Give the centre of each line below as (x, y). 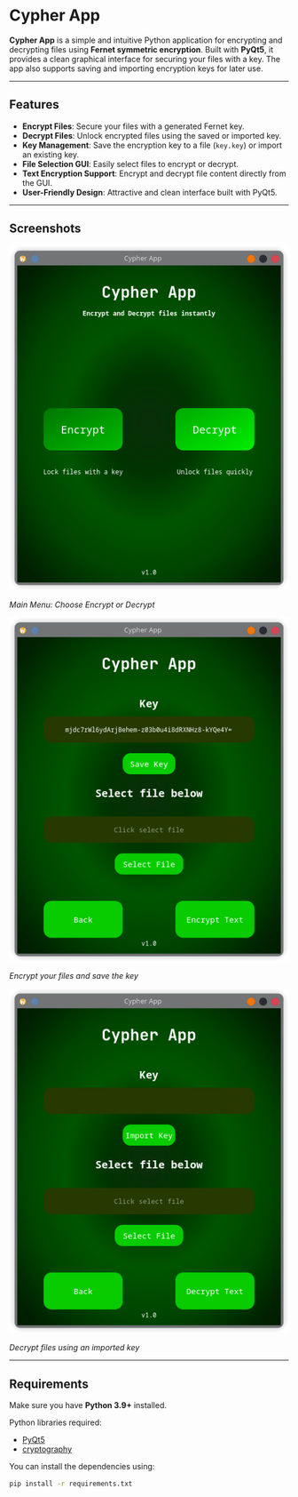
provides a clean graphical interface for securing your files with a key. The (145, 59)
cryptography (47, 1449)
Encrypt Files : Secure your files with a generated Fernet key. (133, 126)
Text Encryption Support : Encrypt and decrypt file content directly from (154, 173)
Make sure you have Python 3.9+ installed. (88, 1405)
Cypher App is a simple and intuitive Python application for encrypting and (146, 40)
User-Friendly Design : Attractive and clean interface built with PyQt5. (149, 192)
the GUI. (37, 182)
